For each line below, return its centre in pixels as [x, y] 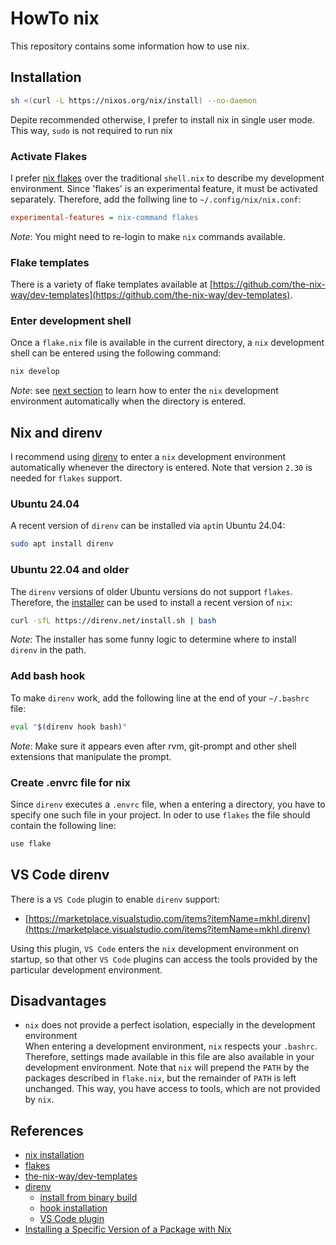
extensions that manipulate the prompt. [91, 756]
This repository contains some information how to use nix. [130, 46]
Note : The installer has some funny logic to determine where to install [153, 639]
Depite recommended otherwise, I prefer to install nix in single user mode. [162, 119]
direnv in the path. [48, 650]
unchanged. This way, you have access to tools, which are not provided [172, 1089]
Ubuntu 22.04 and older [70, 570]
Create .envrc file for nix [70, 782]
